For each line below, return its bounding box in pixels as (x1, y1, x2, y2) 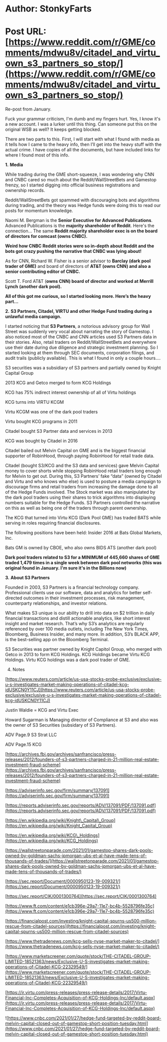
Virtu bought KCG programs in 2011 (5, 418, 78, 425)
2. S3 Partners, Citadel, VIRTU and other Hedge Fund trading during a (5, 308, 152, 314)
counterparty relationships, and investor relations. (5, 600, 108, 606)
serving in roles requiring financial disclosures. (5, 520, 101, 526)
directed (5, 595, 22, 601)
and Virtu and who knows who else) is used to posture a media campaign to (5, 478, 161, 485)
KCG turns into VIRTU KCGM (5, 399, 64, 405)
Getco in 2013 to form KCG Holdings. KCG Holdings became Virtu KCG (5, 652, 151, 658)
